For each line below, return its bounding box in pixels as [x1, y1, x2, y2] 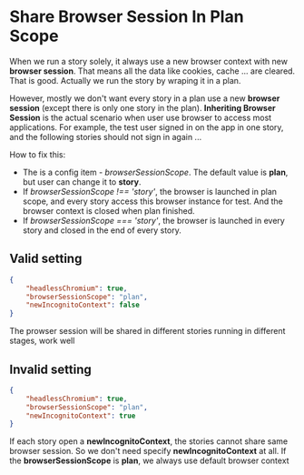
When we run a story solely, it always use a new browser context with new [9, 56, 289, 66]
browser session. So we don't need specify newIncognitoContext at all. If [9, 446, 287, 457]
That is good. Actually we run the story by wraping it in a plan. [9, 75, 241, 86]
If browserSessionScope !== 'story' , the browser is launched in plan [22, 186, 278, 197]
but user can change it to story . [22, 176, 142, 187]
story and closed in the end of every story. [22, 225, 181, 236]
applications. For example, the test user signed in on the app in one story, [9, 121, 284, 133]
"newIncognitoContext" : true [25, 411, 136, 420]
